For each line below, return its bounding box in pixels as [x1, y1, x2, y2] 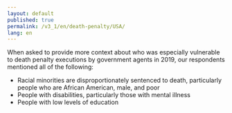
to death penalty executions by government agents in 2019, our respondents [7, 56, 225, 64]
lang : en [7, 29, 33, 37]
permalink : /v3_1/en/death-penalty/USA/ [7, 23, 126, 30]
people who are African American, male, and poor [17, 83, 160, 92]
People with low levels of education [17, 98, 119, 107]
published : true [7, 17, 54, 23]
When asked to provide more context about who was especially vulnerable [7, 48, 220, 56]
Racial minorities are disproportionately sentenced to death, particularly [17, 76, 222, 85]
